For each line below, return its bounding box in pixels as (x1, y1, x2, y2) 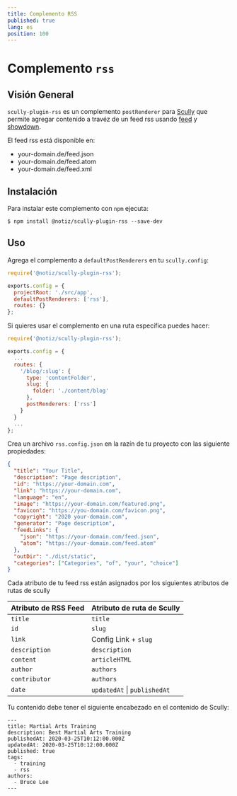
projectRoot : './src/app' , (13, 289, 93, 296)
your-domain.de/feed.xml (17, 165, 92, 173)
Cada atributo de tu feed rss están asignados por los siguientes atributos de (7, 579, 229, 587)
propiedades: (7, 447, 46, 456)
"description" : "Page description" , (13, 474, 122, 481)
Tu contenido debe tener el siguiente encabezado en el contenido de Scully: (7, 703, 230, 712)
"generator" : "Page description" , (13, 520, 115, 527)
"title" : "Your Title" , (13, 468, 83, 475)
